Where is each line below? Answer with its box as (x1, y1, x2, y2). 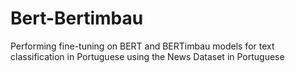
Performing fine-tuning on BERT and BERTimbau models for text (10, 40, 275, 52)
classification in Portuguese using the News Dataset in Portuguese (10, 50, 285, 62)
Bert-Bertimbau (10, 7, 144, 30)
